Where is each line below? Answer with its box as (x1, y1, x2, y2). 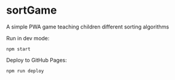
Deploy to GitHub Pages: (6, 56, 67, 63)
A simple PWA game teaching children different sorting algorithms (6, 23, 170, 30)
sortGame (6, 4, 57, 17)
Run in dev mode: (6, 34, 50, 41)
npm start (6, 46, 31, 52)
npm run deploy (6, 68, 44, 74)
